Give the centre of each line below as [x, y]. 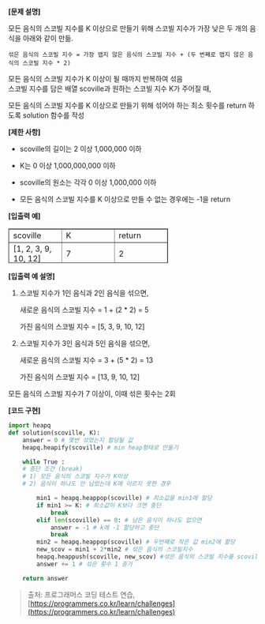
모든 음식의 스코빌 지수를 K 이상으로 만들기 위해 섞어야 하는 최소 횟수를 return [127, 105]
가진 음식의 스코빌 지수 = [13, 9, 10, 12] [80, 377]
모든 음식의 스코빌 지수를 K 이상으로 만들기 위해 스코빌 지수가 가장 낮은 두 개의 [128, 28]
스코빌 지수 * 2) [47, 63]
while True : [44, 462]
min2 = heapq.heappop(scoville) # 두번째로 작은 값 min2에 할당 [136, 542]
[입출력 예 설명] [32, 276]
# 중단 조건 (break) [53, 469]
